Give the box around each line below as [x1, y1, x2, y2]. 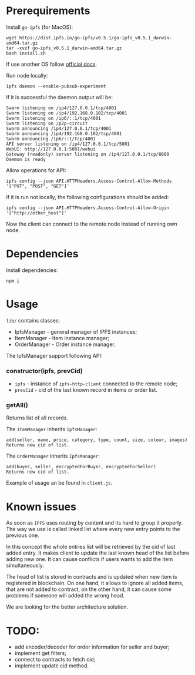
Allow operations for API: [6, 166, 66, 174]
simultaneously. [6, 562, 44, 569]
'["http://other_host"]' [6, 210, 67, 216]
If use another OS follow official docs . [6, 61, 97, 68]
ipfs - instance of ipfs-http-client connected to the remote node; [14, 380, 178, 387]
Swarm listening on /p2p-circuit [6, 120, 88, 126]
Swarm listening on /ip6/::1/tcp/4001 [6, 115, 101, 121]
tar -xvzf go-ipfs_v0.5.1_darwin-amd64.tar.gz [6, 45, 122, 51]
